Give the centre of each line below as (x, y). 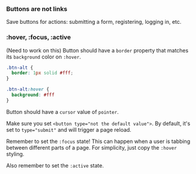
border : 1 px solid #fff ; (42, 73)
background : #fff (33, 95)
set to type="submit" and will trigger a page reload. (69, 129)
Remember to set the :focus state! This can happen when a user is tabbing (98, 141)
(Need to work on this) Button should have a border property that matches (97, 50)
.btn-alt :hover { (28, 89)
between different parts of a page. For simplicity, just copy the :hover (92, 147)
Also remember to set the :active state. (55, 165)
